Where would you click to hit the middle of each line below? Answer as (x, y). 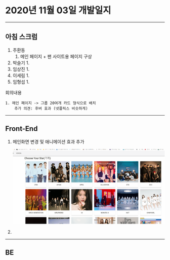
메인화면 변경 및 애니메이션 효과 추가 (48, 141)
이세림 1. (21, 75)
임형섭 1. (21, 82)
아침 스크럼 (22, 37)
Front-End (22, 129)
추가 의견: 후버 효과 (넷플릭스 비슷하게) (51, 108)
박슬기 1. (21, 63)
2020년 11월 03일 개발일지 (58, 10)
